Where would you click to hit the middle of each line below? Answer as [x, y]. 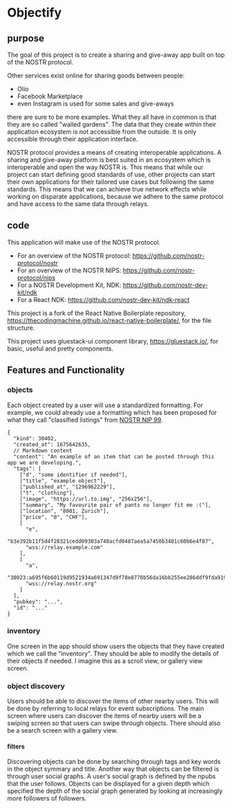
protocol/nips [36, 277]
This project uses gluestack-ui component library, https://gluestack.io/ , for [113, 341]
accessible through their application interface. [72, 139]
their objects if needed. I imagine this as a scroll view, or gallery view [105, 661]
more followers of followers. [47, 798]
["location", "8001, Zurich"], [65, 511]
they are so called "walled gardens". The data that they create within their [112, 124]
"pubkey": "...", [38, 602]
